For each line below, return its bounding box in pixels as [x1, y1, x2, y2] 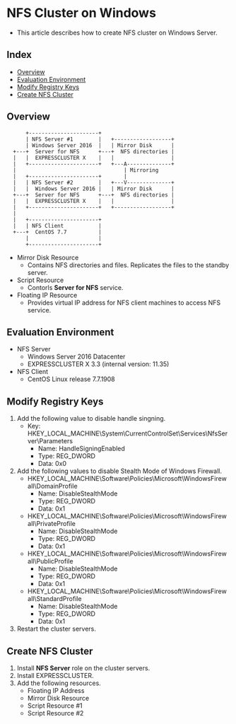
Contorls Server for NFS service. [27, 283, 124, 291]
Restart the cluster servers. [16, 624, 96, 633]
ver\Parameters [27, 437, 73, 445]
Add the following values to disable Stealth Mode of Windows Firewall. [16, 467, 222, 475]
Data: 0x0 [37, 460, 67, 468]
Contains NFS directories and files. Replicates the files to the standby [27, 260, 230, 269]
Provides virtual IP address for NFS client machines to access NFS [27, 298, 221, 307]
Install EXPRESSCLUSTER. [16, 672, 94, 679]
